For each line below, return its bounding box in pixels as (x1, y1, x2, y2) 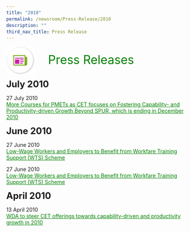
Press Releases (47, 52, 134, 68)
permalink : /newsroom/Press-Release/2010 (6, 16, 111, 22)
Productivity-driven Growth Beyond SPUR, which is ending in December (6, 107, 184, 115)
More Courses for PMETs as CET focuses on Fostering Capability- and (6, 101, 180, 108)
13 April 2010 (6, 206, 38, 213)
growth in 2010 (6, 219, 43, 226)
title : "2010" (6, 10, 42, 16)
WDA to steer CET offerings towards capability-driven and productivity (6, 213, 181, 220)
